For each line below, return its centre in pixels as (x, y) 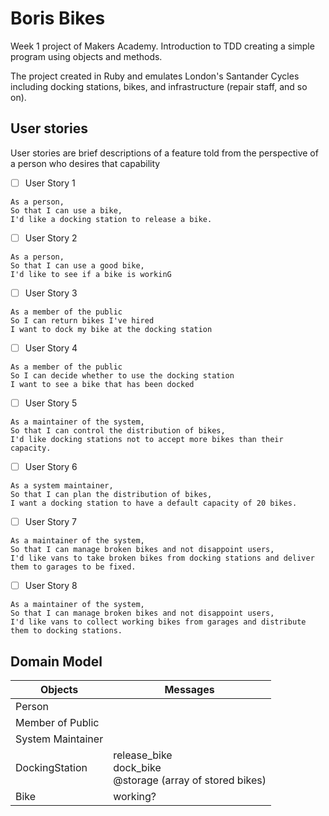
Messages (189, 690)
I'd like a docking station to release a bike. (111, 219)
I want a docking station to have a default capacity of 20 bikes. (154, 503)
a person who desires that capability (85, 163)
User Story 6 (51, 467)
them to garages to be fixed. (73, 567)
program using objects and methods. (86, 56)
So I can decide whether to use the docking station (122, 376)
